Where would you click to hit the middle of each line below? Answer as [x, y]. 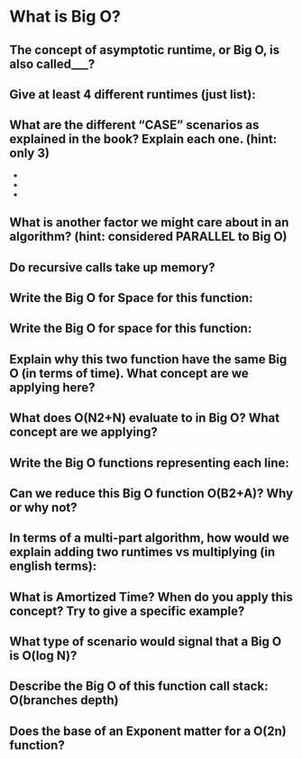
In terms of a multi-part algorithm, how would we [150, 538]
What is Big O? [65, 17]
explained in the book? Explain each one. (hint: [143, 139]
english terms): [53, 567]
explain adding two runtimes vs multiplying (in [142, 552]
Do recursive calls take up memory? [113, 267]
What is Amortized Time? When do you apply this [151, 597]
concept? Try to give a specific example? [127, 611]
